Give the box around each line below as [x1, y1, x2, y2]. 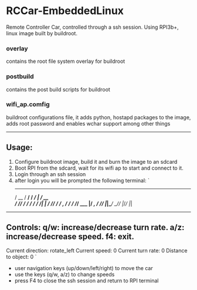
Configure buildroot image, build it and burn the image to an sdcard [14, 158, 178, 165]
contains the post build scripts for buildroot [6, 86, 110, 93]
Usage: [6, 143, 33, 153]
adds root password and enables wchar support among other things [6, 120, 171, 127]
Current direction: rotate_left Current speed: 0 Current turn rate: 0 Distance [6, 247, 188, 254]
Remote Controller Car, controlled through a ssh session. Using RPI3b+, [6, 23, 179, 31]
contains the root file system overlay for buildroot [6, 58, 125, 65]
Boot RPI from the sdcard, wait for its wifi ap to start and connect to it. [14, 164, 184, 171]
